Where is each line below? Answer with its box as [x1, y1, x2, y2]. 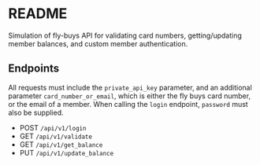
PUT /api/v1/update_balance [19, 148, 114, 157]
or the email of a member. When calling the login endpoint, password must [8, 99, 248, 108]
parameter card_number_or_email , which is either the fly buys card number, [8, 91, 251, 101]
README [8, 5, 68, 23]
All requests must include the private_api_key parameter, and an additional [8, 82, 252, 92]
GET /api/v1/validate [19, 131, 93, 141]
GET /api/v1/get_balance [19, 139, 103, 149]
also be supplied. [8, 108, 65, 117]
